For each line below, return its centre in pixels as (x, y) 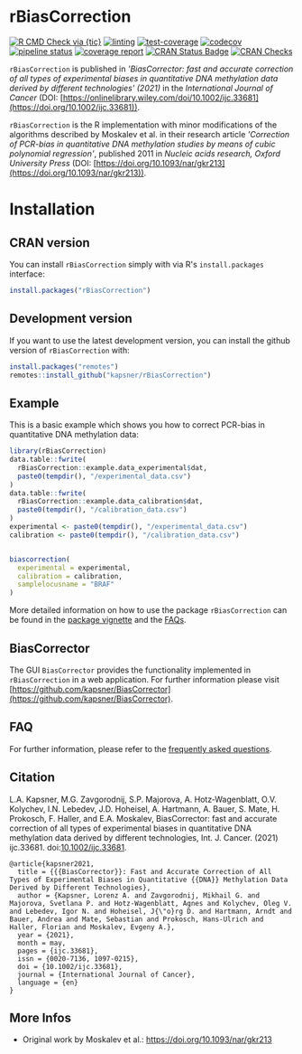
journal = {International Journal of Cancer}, (106, 974)
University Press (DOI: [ (53, 163)
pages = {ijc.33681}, (58, 951)
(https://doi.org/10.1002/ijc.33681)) (73, 107)
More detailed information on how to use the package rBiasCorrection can (148, 610)
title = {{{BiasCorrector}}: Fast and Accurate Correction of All (145, 871)
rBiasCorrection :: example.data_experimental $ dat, (112, 467)
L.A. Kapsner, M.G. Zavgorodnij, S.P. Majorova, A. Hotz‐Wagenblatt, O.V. (143, 799)
